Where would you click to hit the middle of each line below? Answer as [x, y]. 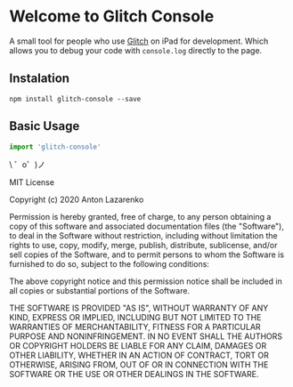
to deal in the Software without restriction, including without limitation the [143, 236]
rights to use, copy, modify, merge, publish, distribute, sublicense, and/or [143, 246]
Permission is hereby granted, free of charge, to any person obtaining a [140, 217]
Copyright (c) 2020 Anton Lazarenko [77, 200]
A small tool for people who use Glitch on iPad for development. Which [139, 41]
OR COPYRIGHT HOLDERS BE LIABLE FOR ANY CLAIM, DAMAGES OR [138, 346]
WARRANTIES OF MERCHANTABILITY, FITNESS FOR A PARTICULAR [135, 327]
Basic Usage [45, 126]
